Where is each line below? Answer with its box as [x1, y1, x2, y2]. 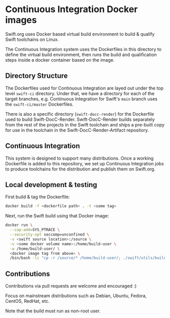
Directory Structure [5, 72, 68, 80]
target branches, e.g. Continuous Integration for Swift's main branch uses [5, 96, 158, 102]
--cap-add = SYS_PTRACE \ [10, 228, 60, 233]
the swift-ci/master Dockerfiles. [5, 101, 74, 107]
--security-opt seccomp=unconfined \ [10, 232, 90, 237]
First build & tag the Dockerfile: [5, 194, 70, 200]
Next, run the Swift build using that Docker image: [5, 213, 109, 219]
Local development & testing [5, 180, 98, 189]
